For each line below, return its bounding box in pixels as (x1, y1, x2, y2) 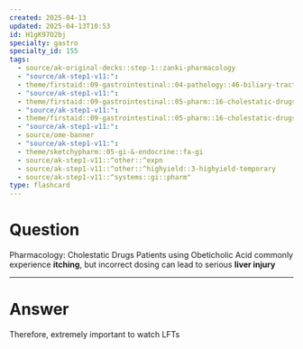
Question (9, 220, 79, 240)
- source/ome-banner (17, 131, 95, 140)
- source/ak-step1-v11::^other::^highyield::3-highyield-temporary (17, 164, 277, 173)
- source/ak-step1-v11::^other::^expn (17, 155, 164, 165)
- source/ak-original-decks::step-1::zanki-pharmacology (17, 64, 236, 73)
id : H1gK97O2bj (9, 30, 67, 39)
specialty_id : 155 (9, 47, 78, 56)
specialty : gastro (9, 38, 78, 48)
